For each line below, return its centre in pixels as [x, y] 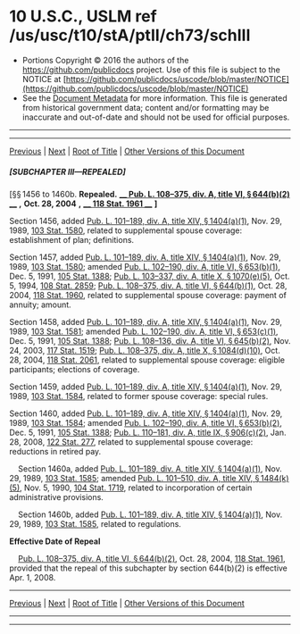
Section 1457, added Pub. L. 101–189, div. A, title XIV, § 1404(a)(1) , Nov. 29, [145, 257]
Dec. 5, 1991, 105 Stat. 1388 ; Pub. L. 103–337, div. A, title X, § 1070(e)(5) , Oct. [150, 276]
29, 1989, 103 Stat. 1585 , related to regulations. [95, 523]
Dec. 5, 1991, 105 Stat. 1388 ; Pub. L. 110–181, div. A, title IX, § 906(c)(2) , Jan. [148, 432]
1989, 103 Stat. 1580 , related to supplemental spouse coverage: [126, 230]
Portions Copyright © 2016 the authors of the [105, 60]
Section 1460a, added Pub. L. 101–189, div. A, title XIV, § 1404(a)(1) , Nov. [150, 468]
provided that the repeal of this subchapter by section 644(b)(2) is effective [149, 568]
